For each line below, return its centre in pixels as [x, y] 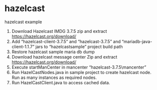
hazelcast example [23, 22]
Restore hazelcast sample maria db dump [53, 52]
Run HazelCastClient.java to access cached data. [61, 82]
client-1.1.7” [23, 46]
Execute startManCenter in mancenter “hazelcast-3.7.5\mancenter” [79, 67]
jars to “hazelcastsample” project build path [79, 46]
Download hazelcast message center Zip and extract [64, 57]
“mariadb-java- [137, 41]
